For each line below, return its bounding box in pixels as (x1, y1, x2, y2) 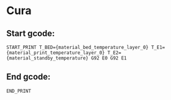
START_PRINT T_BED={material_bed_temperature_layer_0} (6, 44, 149, 50)
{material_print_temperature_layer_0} (6, 50, 105, 56)
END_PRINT (6, 88, 32, 94)
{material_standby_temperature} (6, 55, 89, 61)
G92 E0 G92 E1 (90, 55, 127, 61)
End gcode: (6, 72, 51, 82)
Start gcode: (6, 28, 55, 39)
